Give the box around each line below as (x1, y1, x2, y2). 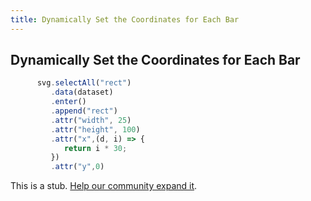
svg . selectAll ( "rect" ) (36, 78, 132, 88)
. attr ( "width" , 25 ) (50, 115, 132, 125)
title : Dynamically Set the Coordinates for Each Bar (10, 14, 240, 25)
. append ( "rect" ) (50, 106, 118, 116)
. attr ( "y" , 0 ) (50, 162, 105, 172)
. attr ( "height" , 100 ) (50, 124, 141, 135)
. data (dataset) (50, 87, 114, 98)
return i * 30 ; (63, 143, 128, 153)
